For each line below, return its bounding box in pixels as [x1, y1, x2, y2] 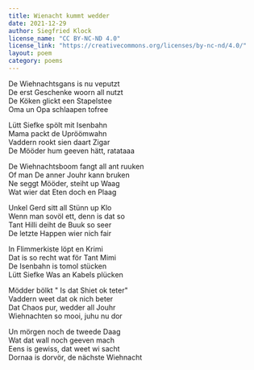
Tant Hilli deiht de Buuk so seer [8, 219, 112, 230]
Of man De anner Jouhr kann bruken [8, 170, 131, 180]
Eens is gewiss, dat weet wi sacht [8, 343, 120, 353]
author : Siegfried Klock [8, 27, 92, 35]
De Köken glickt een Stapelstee [8, 96, 113, 106]
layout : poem [8, 49, 52, 57]
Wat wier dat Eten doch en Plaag [8, 187, 117, 197]
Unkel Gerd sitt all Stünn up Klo [8, 202, 112, 212]
